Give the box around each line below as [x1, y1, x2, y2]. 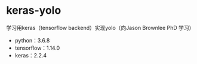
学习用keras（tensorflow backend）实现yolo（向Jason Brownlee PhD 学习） [6, 24, 195, 31]
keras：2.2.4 [14, 51, 47, 59]
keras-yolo [6, 4, 61, 17]
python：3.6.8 [14, 36, 50, 44]
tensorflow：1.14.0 [14, 44, 60, 51]
